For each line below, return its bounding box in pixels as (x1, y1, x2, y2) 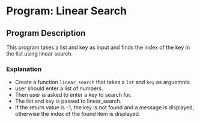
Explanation (6, 64, 42, 73)
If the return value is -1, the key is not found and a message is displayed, (14, 104, 195, 111)
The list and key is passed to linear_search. (14, 97, 122, 105)
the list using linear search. (6, 50, 73, 57)
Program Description (6, 28, 86, 38)
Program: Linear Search (6, 4, 127, 18)
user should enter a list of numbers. (14, 85, 103, 92)
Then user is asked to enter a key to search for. (14, 91, 132, 99)
